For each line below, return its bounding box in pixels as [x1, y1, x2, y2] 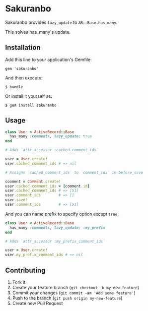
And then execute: [5, 75, 43, 81]
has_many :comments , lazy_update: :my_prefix [9, 225, 106, 230]
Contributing [5, 266, 46, 274]
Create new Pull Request [12, 301, 63, 306]
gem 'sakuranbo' [5, 66, 39, 71]
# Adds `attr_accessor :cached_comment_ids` [5, 147, 99, 153]
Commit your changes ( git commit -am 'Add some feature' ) [12, 290, 136, 296]
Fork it [12, 279, 26, 285]
